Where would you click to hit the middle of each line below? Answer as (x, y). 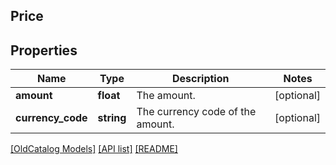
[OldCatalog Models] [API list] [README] (94, 149)
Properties (44, 50)
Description (201, 79)
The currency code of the (196, 112)
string (112, 118)
